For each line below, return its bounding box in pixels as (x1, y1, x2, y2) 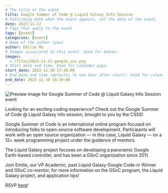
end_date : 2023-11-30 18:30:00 (5, 77, 70, 82)
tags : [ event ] (5, 31, 35, 36)
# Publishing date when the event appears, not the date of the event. (5, 17, 157, 22)
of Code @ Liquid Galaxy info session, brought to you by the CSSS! (5, 111, 143, 117)
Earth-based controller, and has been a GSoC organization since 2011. (5, 152, 149, 158)
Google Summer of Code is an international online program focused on (5, 121, 151, 127)
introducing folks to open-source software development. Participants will (5, 126, 155, 132)
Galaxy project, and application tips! (5, 172, 79, 178)
